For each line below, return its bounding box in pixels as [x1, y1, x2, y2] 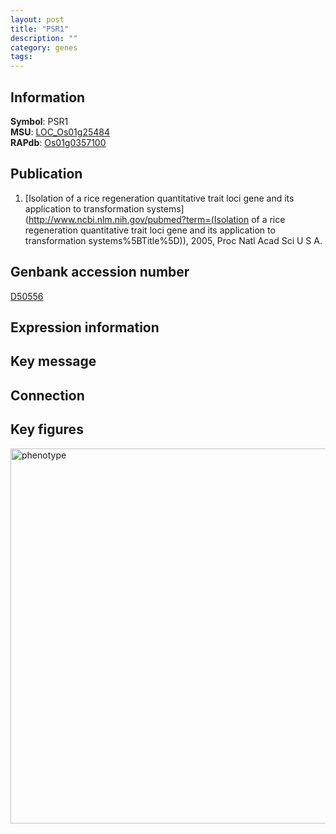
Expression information [10, 319, 160, 336]
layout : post [10, 14, 65, 25]
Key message [10, 353, 97, 370]
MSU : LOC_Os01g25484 [10, 126, 110, 138]
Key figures [10, 421, 84, 438]
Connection [10, 387, 85, 404]
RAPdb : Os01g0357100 [10, 136, 107, 148]
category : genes [10, 42, 78, 53]
